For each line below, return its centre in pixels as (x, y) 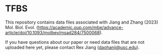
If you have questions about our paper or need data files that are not (75, 42)
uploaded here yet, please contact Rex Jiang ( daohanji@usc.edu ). (72, 47)
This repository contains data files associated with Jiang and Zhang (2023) (82, 22)
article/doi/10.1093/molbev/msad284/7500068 (53, 32)
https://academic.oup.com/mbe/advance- (81, 27)
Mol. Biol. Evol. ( (22, 27)
